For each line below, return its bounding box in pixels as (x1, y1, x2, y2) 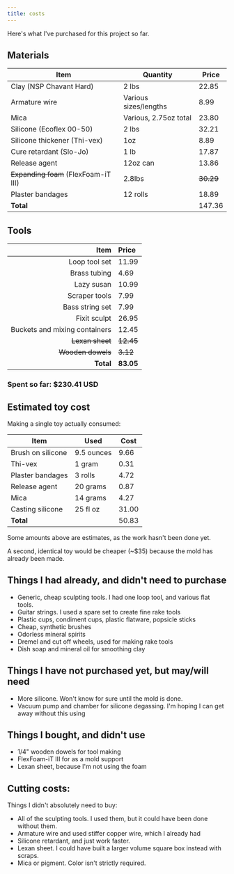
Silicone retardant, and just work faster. (17, 836, 130, 845)
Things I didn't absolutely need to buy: (7, 801, 118, 809)
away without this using (17, 709, 86, 717)
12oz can (123, 158, 155, 168)
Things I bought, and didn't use (7, 729, 146, 741)
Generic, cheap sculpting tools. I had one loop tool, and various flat (17, 593, 210, 601)
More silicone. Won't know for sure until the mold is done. (17, 694, 183, 703)
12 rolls (123, 189, 148, 199)
